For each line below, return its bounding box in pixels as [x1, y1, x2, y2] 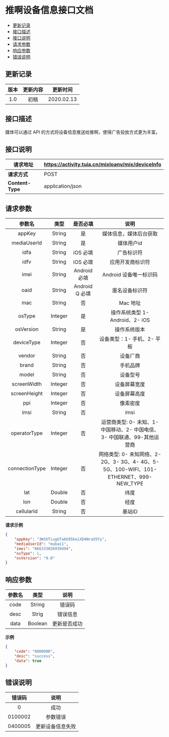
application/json [44, 182, 82, 190]
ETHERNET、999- [107, 473, 152, 480]
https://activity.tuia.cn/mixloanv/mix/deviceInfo [44, 161, 161, 168]
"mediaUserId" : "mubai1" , [14, 541, 69, 546]
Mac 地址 [119, 299, 141, 306]
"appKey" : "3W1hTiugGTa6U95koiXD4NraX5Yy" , [14, 537, 107, 542]
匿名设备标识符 [112, 287, 148, 294]
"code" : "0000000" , [14, 649, 55, 654]
